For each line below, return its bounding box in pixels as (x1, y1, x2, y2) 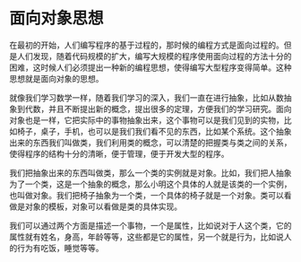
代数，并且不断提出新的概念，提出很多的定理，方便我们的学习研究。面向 (24, 103, 292, 114)
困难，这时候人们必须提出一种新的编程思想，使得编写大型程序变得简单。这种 (9, 62, 292, 73)
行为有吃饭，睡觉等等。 (16, 242, 104, 253)
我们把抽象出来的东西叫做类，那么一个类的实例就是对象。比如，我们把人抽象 (9, 167, 292, 178)
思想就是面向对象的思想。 (9, 73, 104, 83)
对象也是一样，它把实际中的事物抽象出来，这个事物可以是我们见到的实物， (9, 114, 284, 126)
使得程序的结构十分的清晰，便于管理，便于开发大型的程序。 (9, 148, 229, 159)
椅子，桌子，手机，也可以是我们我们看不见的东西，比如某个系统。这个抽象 (16, 126, 292, 136)
